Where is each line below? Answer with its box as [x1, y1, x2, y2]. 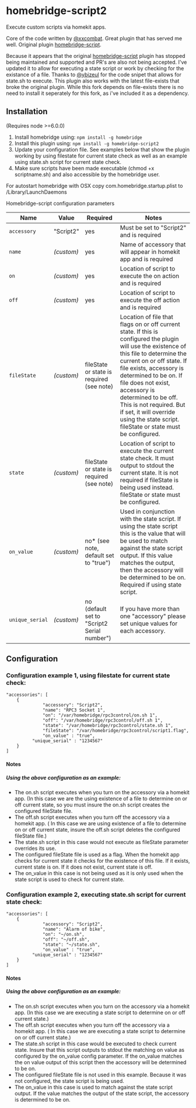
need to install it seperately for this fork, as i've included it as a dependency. [6, 90, 190, 97]
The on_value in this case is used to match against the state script [14, 1083, 173, 1090]
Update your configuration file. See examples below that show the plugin [14, 146, 190, 153]
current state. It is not [120, 468, 179, 476]
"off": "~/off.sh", [43, 937, 90, 943]
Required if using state [120, 581, 182, 589]
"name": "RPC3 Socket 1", [43, 707, 106, 713]
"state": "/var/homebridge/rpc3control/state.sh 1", [43, 723, 174, 729]
